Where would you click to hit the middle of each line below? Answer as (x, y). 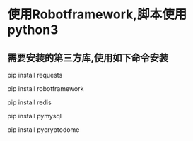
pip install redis (29, 102)
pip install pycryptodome (43, 130)
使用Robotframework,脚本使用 (97, 14)
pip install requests (35, 75)
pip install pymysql (35, 116)
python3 (33, 30)
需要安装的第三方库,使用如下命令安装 (88, 57)
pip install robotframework (46, 88)
